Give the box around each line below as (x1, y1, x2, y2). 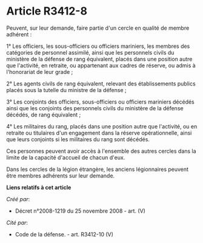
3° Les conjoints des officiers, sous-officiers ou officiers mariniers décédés (6, 98, 195, 105)
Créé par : (6, 195, 30, 202)
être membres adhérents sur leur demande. (6, 171, 115, 179)
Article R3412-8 (6, 4, 88, 18)
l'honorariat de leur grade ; (6, 68, 73, 75)
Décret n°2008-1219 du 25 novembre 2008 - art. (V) (15, 207, 145, 215)
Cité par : (6, 219, 28, 226)
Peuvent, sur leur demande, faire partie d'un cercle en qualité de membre (6, 24, 190, 32)
